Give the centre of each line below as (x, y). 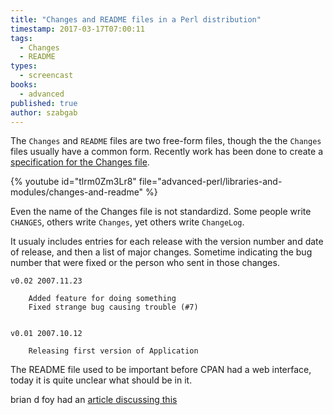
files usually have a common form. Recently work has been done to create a (166, 152)
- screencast (46, 76)
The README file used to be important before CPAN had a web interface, (161, 370)
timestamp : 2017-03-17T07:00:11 (77, 29)
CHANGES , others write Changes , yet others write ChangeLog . (127, 222)
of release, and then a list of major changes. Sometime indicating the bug (161, 252)
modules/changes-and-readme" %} (84, 192)
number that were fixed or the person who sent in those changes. (145, 263)
